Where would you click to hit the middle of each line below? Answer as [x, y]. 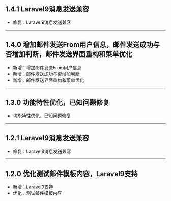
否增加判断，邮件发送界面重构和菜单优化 [69, 54]
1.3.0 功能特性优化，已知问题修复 [58, 103]
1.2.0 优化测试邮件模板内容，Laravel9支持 [72, 174]
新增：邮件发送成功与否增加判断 [46, 74]
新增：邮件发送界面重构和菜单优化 [48, 80]
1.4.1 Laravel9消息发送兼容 [47, 9]
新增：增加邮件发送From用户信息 [47, 67]
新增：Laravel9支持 [33, 187]
